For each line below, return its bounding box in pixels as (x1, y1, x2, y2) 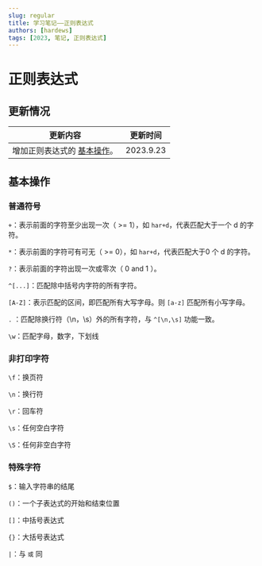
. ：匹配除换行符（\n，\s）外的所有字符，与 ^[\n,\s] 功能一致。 (8, 314, 220, 324)
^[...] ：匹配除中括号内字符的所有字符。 (8, 280, 141, 290)
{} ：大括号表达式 (8, 532, 65, 541)
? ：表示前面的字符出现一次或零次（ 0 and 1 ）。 (8, 264, 161, 273)
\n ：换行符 (8, 390, 44, 399)
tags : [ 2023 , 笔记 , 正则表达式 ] (8, 33, 107, 42)
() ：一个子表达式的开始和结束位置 (8, 498, 121, 508)
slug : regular (8, 11, 56, 20)
